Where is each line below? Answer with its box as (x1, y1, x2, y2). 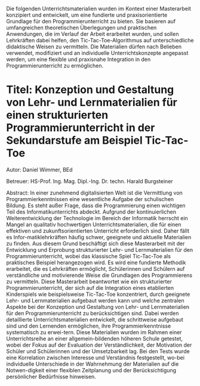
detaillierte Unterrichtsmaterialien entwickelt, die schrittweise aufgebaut (6, 316, 184, 323)
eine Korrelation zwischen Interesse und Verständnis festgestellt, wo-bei (6, 354, 185, 361)
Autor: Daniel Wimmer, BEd (6, 166, 73, 173)
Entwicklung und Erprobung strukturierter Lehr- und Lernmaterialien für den (6, 246, 193, 253)
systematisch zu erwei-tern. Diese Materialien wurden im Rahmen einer (6, 328, 182, 336)
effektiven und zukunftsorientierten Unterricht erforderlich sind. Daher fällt (6, 227, 190, 234)
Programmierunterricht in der (6, 121, 155, 135)
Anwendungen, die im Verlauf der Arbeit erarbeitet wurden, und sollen (6, 30, 179, 38)
